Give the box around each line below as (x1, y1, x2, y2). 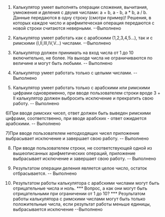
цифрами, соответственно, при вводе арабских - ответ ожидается (5, 115, 147, 121)
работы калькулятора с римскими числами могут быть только (12, 196, 146, 202)
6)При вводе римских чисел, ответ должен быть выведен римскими (5, 110, 151, 116)
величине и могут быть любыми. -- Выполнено (12, 60, 113, 66)
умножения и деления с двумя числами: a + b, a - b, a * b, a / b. (12, 9, 148, 15)
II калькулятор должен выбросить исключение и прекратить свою (12, 95, 154, 101)
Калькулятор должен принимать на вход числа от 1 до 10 (12, 50, 134, 55)
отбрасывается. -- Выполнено (12, 170, 77, 176)
